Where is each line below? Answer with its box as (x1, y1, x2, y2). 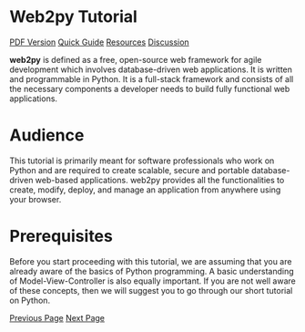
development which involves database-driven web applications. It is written (9, 64, 293, 75)
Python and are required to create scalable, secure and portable (9, 164, 250, 175)
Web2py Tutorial (9, 6, 138, 27)
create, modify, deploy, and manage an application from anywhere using (9, 184, 281, 195)
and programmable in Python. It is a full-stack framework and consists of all (9, 73, 294, 84)
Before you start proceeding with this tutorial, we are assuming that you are (9, 255, 292, 266)
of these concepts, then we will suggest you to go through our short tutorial (9, 285, 293, 296)
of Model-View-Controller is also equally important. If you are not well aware (9, 275, 296, 286)
